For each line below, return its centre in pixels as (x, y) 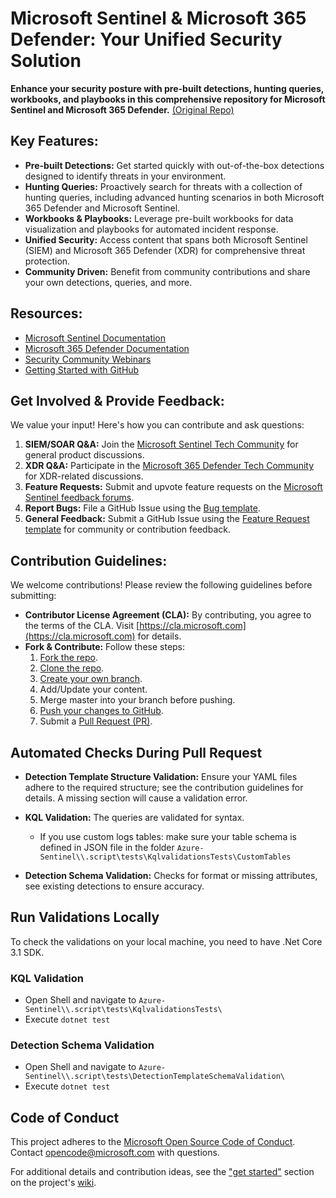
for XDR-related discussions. (84, 476)
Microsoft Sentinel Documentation (95, 338)
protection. (47, 261)
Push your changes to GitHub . (101, 711)
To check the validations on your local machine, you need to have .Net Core (166, 941)
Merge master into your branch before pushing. (137, 700)
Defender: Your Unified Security (146, 39)
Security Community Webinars (88, 359)
